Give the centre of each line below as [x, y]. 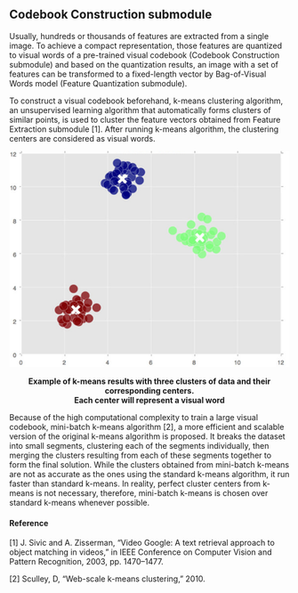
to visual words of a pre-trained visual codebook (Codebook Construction [145, 55]
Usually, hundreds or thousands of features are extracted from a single [139, 36]
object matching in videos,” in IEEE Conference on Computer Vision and [141, 552]
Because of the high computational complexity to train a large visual [134, 418]
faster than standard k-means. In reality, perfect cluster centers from [135, 483]
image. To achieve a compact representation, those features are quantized [146, 45]
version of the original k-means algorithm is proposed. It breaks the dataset [148, 436]
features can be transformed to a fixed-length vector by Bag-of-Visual [138, 74]
